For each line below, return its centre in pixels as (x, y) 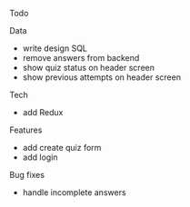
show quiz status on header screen (89, 68)
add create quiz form (62, 148)
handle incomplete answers (74, 192)
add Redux (43, 112)
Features (26, 130)
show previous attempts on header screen (102, 77)
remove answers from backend (81, 58)
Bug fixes (27, 175)
